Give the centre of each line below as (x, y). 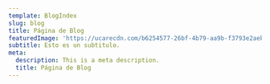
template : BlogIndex (43, 16)
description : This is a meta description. (88, 61)
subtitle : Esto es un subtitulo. (64, 46)
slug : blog (27, 23)
